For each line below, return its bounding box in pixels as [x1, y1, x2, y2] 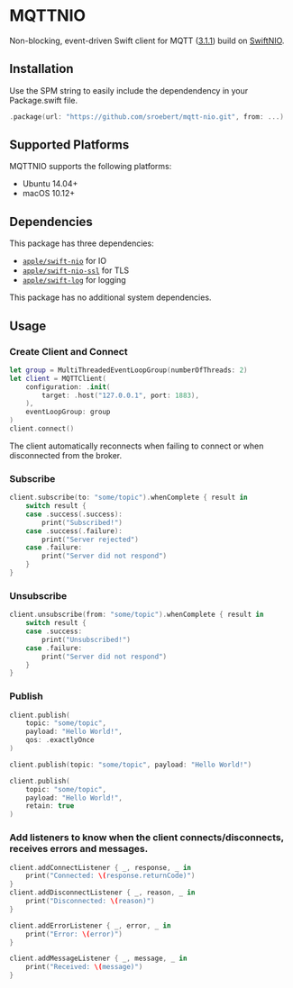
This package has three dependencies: [9, 238, 155, 249]
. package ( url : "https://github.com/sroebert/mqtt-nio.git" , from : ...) [9, 112, 284, 122]
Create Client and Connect [9, 345, 128, 358]
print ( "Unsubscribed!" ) [41, 635, 131, 644]
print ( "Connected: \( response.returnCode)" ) [25, 871, 196, 881]
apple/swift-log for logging [22, 275, 126, 286]
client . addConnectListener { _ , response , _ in [9, 863, 192, 872]
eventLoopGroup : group [25, 407, 111, 417]
